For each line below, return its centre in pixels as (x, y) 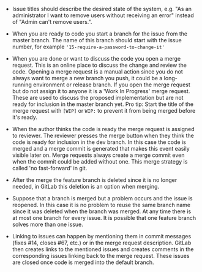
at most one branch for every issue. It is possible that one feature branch (104, 218)
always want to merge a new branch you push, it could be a (87, 78)
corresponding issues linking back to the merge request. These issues (101, 256)
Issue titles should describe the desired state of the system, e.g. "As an (102, 9)
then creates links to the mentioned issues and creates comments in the (103, 249)
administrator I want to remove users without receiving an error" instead (103, 15)
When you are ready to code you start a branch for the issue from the (100, 34)
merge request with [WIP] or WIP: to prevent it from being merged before (104, 111)
